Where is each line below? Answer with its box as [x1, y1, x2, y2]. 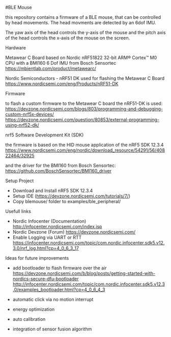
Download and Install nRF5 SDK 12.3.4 [12, 188, 93, 193]
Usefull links [5, 208, 32, 214]
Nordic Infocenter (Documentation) [12, 218, 87, 224]
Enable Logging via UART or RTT [12, 234, 82, 240]
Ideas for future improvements [5, 255, 69, 261]
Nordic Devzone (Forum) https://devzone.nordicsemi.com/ [12, 229, 136, 235]
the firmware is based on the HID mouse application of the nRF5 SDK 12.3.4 [5, 142, 164, 148]
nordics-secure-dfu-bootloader [12, 276, 79, 282]
